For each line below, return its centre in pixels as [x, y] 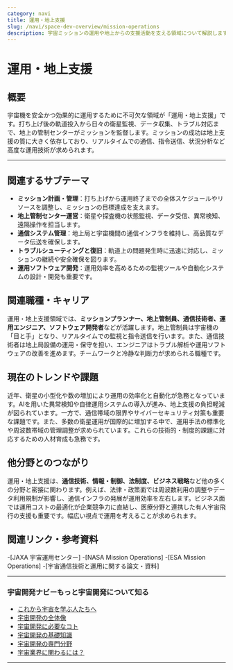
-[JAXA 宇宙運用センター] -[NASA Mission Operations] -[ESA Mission [106, 558]
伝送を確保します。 [57, 242]
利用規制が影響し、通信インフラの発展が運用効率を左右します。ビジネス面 [119, 498]
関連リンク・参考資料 [53, 539]
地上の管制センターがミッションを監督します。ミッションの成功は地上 [119, 133]
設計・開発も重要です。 [63, 277]
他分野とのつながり [48, 463]
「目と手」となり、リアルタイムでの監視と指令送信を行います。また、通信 [113, 336]
